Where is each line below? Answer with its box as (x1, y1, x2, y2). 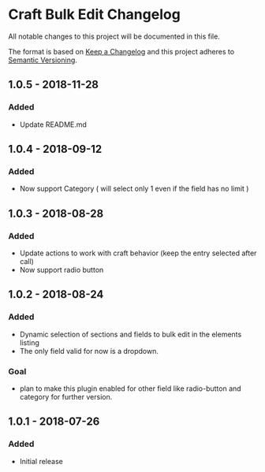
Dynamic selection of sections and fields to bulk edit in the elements (19, 329, 242, 339)
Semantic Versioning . (8, 55, 77, 65)
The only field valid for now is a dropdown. (19, 346, 159, 355)
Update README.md (19, 120, 87, 129)
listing (19, 337, 39, 347)
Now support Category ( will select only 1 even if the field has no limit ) (19, 184, 249, 194)
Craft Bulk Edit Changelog (8, 6, 181, 24)
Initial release (19, 456, 63, 466)
